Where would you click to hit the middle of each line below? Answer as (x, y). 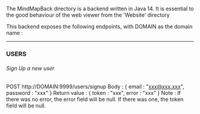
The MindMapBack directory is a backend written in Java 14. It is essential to (100, 9)
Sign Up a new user (30, 68)
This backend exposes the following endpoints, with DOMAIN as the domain (99, 27)
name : (15, 33)
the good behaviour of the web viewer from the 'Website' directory (88, 15)
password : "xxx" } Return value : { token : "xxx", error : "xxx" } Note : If (93, 93)
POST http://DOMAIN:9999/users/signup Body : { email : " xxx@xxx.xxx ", (95, 87)
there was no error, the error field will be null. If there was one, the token (95, 99)
